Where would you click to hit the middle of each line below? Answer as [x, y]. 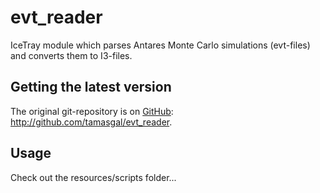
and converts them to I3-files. [71, 55]
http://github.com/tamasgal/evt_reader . [91, 122]
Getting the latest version [91, 87]
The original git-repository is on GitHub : [92, 111]
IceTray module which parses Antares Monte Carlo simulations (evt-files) [160, 45]
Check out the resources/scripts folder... [93, 177]
